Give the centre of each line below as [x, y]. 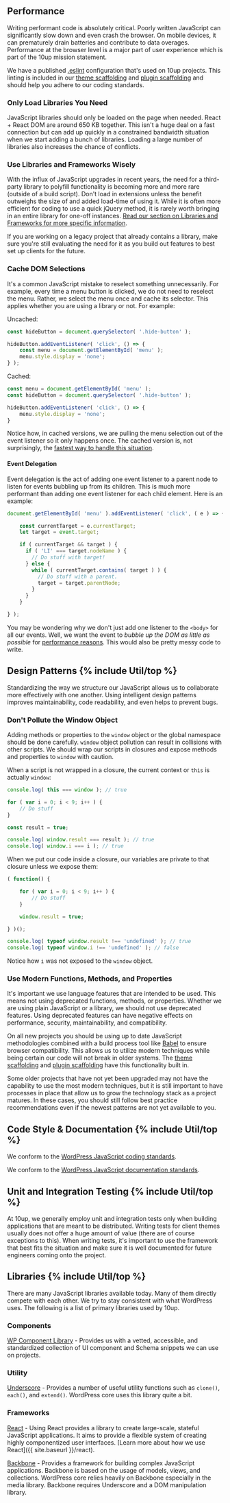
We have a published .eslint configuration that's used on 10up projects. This [114, 70]
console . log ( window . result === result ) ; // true [81, 840]
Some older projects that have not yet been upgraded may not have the [108, 1079]
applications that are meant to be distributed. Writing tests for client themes [114, 1226]
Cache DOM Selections [46, 269]
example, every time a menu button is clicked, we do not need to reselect [110, 291]
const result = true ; [38, 827]
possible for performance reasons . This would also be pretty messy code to [114, 642]
